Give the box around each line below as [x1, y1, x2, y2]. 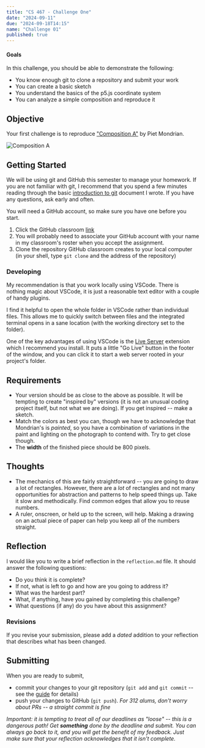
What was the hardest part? [15, 589, 86, 596]
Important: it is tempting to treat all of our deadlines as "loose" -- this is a [6, 715, 192, 722]
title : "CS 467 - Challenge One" [6, 9, 92, 15]
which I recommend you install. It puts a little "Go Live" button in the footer [6, 345, 195, 352]
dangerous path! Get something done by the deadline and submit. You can [6, 722, 196, 729]
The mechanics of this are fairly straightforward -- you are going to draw [15, 477, 199, 485]
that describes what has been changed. [6, 637, 106, 645]
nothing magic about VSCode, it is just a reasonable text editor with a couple [6, 288, 199, 295]
